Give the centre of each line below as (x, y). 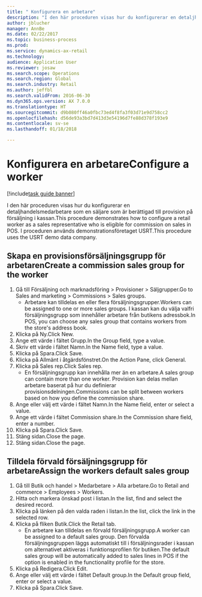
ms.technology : (26, 57)
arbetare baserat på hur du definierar (70, 385)
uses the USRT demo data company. (52, 237)
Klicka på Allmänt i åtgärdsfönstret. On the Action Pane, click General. (101, 360)
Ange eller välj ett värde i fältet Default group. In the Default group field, (103, 575)
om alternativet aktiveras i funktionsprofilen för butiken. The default (107, 549)
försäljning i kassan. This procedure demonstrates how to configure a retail (99, 218)
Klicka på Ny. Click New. (45, 334)
